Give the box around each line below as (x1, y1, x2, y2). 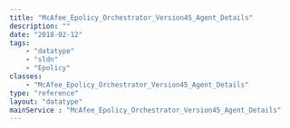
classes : (9, 72, 43, 81)
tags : (9, 38, 30, 48)
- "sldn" (25, 55, 59, 64)
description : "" (9, 22, 71, 31)
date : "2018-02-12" (9, 30, 83, 39)
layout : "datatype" (9, 96, 83, 106)
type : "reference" (9, 88, 79, 97)
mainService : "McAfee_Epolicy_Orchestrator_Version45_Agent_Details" (9, 105, 282, 114)
